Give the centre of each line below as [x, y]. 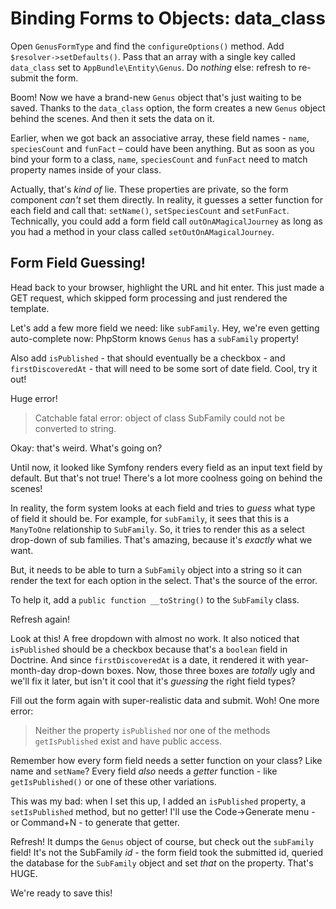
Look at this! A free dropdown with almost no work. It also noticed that [155, 638]
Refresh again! [40, 619]
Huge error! [34, 398]
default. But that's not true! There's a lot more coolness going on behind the [166, 478]
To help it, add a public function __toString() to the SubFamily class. [155, 599]
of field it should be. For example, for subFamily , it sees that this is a [150, 518]
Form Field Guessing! [78, 263]
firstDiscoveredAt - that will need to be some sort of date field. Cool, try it [164, 368]
